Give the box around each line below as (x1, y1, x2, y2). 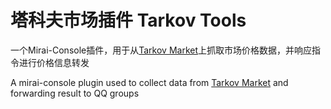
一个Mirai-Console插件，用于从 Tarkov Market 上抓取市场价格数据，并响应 (10, 44, 313, 56)
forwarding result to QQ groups (10, 87, 140, 99)
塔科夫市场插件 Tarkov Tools (10, 9, 247, 32)
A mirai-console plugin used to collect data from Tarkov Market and (10, 76, 289, 88)
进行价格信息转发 (18, 56, 90, 68)
